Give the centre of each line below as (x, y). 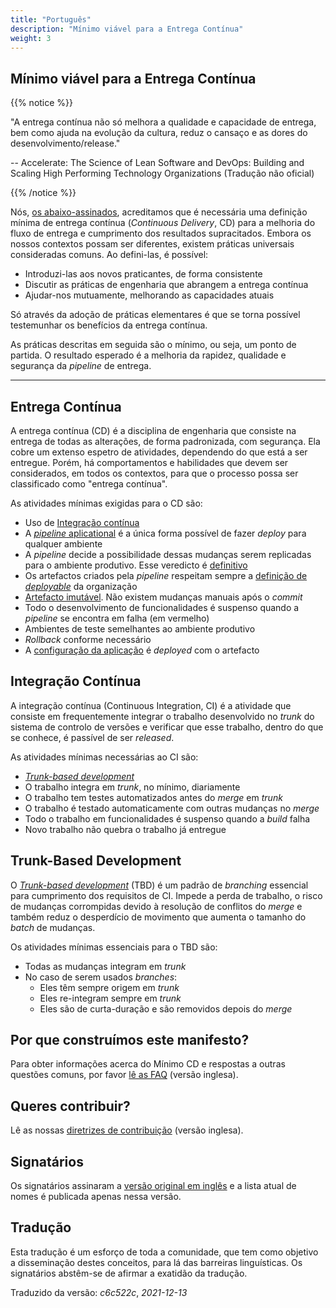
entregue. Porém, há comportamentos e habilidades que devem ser (149, 462)
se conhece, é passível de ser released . (92, 737)
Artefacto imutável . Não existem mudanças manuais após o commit (163, 597)
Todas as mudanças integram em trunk (105, 966)
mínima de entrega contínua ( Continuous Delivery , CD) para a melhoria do (163, 223)
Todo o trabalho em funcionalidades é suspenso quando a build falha (167, 818)
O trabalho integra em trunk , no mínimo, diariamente (132, 787)
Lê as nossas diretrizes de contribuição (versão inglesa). (127, 1130)
